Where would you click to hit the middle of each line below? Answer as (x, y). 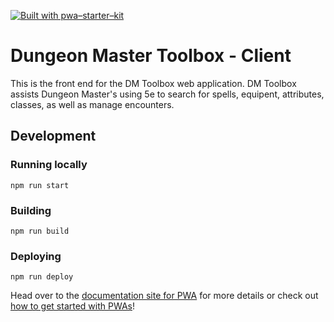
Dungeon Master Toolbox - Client (151, 56)
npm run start (40, 185)
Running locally (49, 165)
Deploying (36, 256)
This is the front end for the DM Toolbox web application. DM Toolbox (153, 83)
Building (31, 210)
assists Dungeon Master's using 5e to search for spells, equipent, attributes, (167, 94)
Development (53, 136)
